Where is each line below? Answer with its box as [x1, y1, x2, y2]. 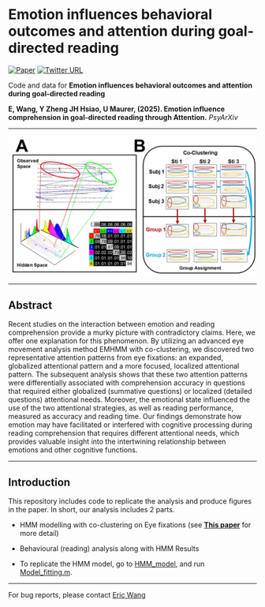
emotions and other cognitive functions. [8, 445, 138, 455]
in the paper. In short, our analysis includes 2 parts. [8, 505, 175, 515]
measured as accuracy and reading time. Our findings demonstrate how [8, 412, 242, 422]
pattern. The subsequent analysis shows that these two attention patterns [8, 369, 248, 380]
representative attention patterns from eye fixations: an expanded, [8, 353, 223, 362]
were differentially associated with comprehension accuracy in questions [8, 378, 246, 388]
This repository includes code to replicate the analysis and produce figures [8, 496, 252, 506]
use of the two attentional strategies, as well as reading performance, [8, 403, 234, 413]
